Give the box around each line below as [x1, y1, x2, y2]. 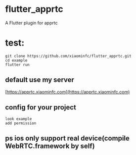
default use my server [5, 76, 74, 84]
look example [5, 116, 32, 121]
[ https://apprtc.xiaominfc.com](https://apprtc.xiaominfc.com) [5, 89, 130, 95]
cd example [5, 58, 28, 63]
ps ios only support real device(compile [5, 134, 130, 142]
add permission [5, 120, 37, 126]
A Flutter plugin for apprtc [5, 20, 58, 26]
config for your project [5, 103, 77, 112]
